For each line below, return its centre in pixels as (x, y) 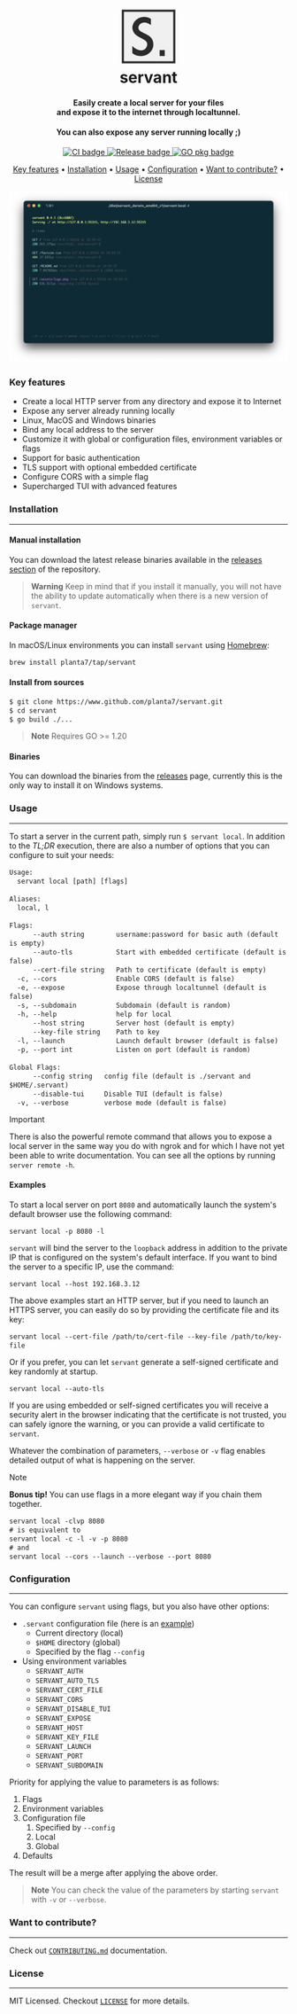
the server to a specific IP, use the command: (92, 1267)
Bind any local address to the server (88, 430)
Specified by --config (75, 1828)
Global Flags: (35, 1067)
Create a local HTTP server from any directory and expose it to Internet (152, 402)
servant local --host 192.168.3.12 (75, 1284)
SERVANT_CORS (59, 1700)
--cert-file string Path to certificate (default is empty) (149, 970)
